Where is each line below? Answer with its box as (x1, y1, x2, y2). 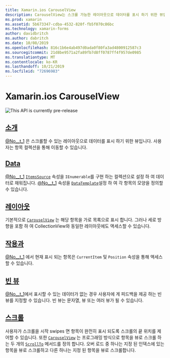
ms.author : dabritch (5, 36, 49, 41)
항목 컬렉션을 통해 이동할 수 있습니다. (14, 144, 88, 150)
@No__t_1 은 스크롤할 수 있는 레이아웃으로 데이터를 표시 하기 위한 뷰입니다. (5, 138, 153, 144)
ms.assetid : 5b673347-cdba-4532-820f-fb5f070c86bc (5, 21, 114, 27)
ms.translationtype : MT (5, 54, 56, 60)
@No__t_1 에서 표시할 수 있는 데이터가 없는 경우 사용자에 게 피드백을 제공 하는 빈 (5, 291, 162, 297)
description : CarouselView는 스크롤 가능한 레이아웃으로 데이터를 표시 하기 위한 (5, 12, 158, 17)
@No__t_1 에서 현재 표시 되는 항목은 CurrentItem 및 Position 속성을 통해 (5, 254, 149, 260)
